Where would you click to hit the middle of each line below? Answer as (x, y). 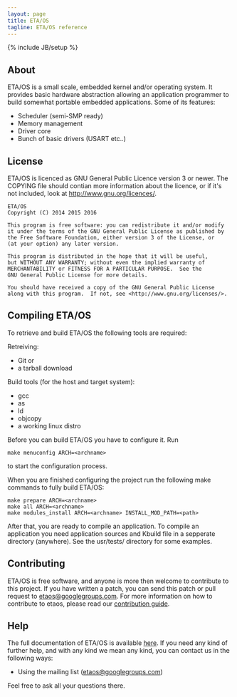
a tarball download (45, 368)
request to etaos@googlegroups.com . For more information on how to (110, 596)
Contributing (36, 564)
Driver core (34, 131)
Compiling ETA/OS (49, 315)
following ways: (30, 658)
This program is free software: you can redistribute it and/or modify (116, 225)
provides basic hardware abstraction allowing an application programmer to (118, 95)
